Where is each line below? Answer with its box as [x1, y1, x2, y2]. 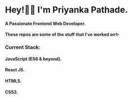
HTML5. [5, 78, 22, 84]
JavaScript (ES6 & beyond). [5, 56, 62, 62]
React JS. [5, 67, 25, 73]
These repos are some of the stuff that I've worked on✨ [5, 31, 119, 38]
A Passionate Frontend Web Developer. [5, 20, 86, 26]
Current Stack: [5, 44, 40, 51]
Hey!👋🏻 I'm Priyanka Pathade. [5, 4, 128, 15]
